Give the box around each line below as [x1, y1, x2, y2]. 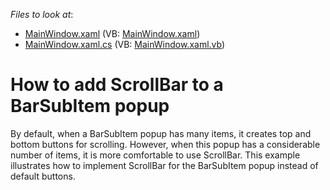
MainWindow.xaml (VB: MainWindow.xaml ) [24, 28, 201, 39]
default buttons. [10, 170, 76, 182]
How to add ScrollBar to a [10, 74, 224, 96]
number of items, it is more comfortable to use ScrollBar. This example [10, 149, 301, 161]
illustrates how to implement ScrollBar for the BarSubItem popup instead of [10, 159, 319, 171]
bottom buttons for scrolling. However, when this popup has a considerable [10, 138, 321, 150]
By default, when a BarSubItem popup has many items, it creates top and [10, 127, 312, 139]
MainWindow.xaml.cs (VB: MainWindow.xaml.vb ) [24, 39, 226, 50]
